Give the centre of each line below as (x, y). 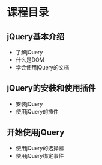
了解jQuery (29, 52)
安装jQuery (29, 104)
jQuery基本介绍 (36, 37)
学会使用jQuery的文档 (42, 67)
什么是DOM (30, 60)
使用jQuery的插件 (37, 111)
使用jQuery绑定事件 (40, 155)
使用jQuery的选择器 (40, 148)
